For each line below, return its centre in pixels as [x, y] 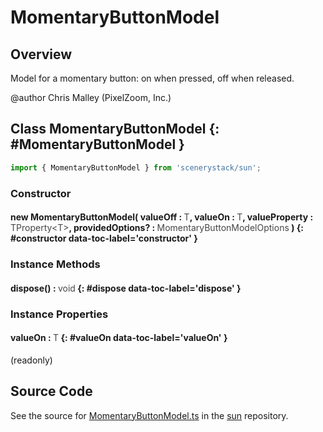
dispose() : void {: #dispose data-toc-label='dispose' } [126, 288]
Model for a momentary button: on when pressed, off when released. [152, 78]
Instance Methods [55, 264]
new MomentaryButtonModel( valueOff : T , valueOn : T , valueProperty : [162, 217]
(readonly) [31, 360]
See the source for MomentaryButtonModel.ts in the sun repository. [149, 415]
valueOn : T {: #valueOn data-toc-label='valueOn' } [119, 338]
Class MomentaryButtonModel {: [115, 129]
